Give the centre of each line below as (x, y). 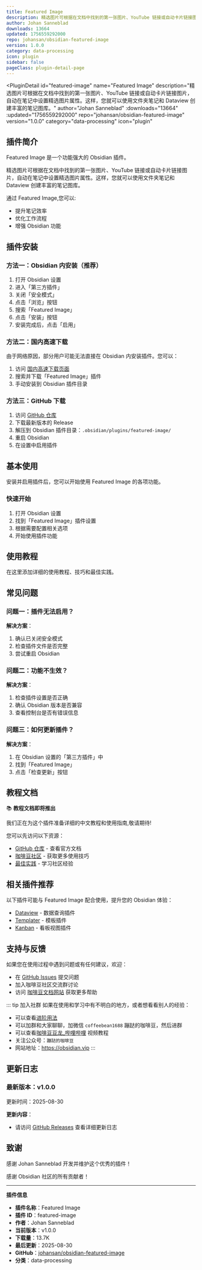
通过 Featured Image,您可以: (41, 198)
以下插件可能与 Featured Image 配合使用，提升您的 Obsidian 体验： (90, 900)
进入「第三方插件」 (39, 287)
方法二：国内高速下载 (37, 342)
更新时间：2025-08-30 (35, 1101)
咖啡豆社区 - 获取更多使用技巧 (52, 856)
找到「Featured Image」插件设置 (55, 521)
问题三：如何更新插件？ (40, 730)
